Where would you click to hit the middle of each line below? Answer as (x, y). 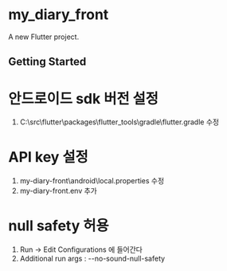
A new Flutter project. (44, 37)
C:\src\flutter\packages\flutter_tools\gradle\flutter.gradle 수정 (119, 122)
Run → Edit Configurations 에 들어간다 (81, 249)
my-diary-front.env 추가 (58, 191)
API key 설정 (49, 157)
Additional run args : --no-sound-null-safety (92, 259)
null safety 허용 (59, 226)
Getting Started (47, 62)
